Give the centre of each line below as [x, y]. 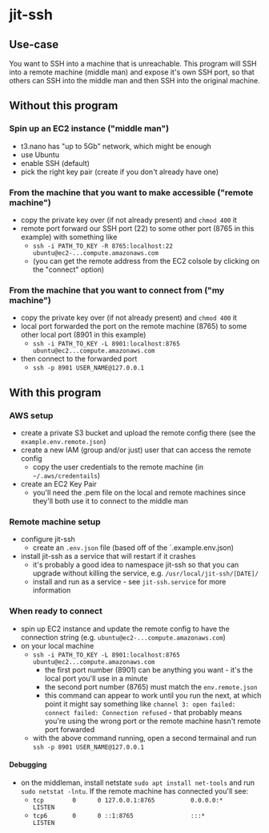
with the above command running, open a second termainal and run [145, 738]
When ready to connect [56, 611]
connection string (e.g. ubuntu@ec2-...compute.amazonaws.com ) [123, 637]
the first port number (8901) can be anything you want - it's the [149, 669]
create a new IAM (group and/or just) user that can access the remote [136, 450]
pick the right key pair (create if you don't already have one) [120, 172]
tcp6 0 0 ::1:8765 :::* [119, 815]
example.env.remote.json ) [63, 441]
